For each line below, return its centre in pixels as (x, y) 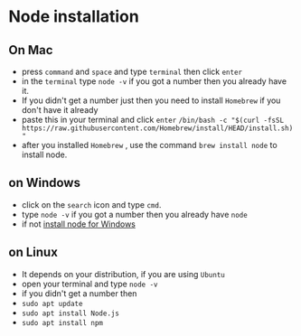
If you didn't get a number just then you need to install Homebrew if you (151, 100)
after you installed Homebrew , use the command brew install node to (149, 145)
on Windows (44, 183)
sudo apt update (52, 303)
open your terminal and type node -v (89, 284)
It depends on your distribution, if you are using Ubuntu (123, 274)
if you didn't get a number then (79, 293)
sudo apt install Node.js (70, 313)
